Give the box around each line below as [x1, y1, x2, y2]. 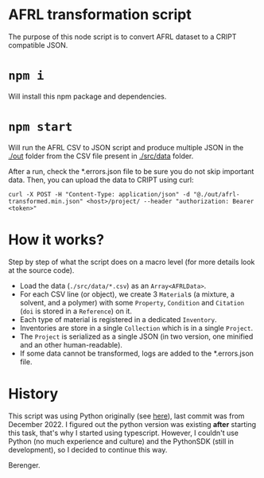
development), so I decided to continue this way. [8, 445, 168, 454]
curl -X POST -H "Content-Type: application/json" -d [8, 190, 191, 198]
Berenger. [8, 460, 41, 470]
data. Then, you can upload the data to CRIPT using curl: [8, 175, 194, 185]
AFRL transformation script [8, 6, 192, 24]
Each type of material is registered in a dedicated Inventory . [19, 314, 217, 324]
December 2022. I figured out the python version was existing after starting [8, 419, 257, 429]
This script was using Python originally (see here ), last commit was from [8, 411, 245, 421]
